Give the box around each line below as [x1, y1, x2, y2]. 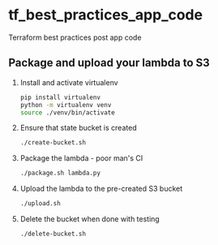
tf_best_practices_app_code [8, 6, 203, 24]
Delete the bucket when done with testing [19, 214, 160, 224]
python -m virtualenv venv [19, 101, 112, 109]
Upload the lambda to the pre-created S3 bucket [19, 184, 183, 194]
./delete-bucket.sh [19, 230, 87, 238]
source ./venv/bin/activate [19, 108, 115, 117]
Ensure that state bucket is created [19, 123, 137, 133]
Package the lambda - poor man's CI [19, 153, 143, 163]
